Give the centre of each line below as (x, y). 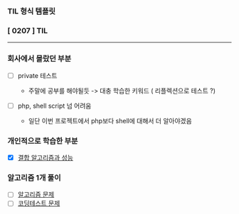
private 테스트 (37, 75)
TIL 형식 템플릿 (31, 11)
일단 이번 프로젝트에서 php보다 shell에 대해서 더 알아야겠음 (110, 120)
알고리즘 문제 (36, 195)
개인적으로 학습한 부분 (43, 141)
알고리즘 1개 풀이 (34, 177)
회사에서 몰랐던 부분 (39, 59)
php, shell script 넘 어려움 (54, 106)
